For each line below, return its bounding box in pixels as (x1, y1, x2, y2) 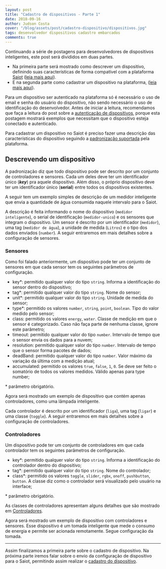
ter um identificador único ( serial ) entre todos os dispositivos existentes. (5, 184, 153, 190)
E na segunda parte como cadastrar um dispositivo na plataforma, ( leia (12, 79, 157, 85)
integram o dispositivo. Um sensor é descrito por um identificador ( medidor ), (5, 219, 160, 225)
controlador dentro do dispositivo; (12, 462, 82, 468)
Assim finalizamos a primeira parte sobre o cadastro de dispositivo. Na (5, 548, 149, 554)
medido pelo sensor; (12, 310, 54, 316)
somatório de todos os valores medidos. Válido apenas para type (12, 368, 145, 374)
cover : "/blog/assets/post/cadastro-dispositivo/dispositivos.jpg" (5, 26, 147, 31)
